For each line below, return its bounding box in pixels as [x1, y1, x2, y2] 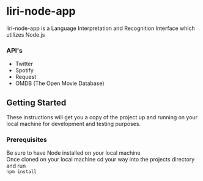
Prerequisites [6, 135, 47, 144]
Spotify [15, 67, 34, 74]
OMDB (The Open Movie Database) [15, 79, 105, 87]
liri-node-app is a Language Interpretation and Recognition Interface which [6, 24, 196, 32]
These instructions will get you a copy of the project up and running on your [6, 114, 197, 121]
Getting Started [6, 97, 67, 108]
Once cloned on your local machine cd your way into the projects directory [6, 156, 195, 163]
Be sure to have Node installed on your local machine [6, 149, 141, 157]
